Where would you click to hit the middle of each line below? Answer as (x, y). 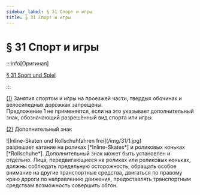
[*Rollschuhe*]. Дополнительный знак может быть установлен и (88, 154)
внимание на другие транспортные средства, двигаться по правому (94, 173)
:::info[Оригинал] (28, 64)
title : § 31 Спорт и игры (38, 17)
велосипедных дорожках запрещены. (54, 105)
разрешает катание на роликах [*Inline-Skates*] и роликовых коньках (96, 147)
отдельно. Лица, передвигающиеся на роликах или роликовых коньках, (99, 160)
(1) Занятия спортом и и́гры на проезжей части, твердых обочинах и (94, 98)
